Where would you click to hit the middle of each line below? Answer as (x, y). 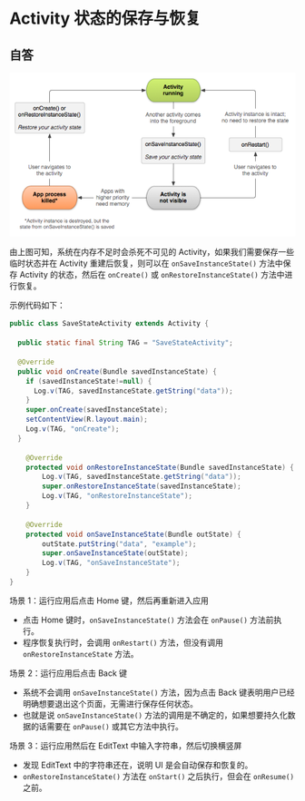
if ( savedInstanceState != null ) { (89, 381)
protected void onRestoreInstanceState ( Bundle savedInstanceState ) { (160, 467)
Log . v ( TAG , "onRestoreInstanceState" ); (118, 496)
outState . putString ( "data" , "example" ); (119, 544)
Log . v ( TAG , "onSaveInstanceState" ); (111, 563)
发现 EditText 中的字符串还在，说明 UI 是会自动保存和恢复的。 (138, 765)
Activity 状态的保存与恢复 (105, 19)
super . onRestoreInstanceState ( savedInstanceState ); (142, 486)
